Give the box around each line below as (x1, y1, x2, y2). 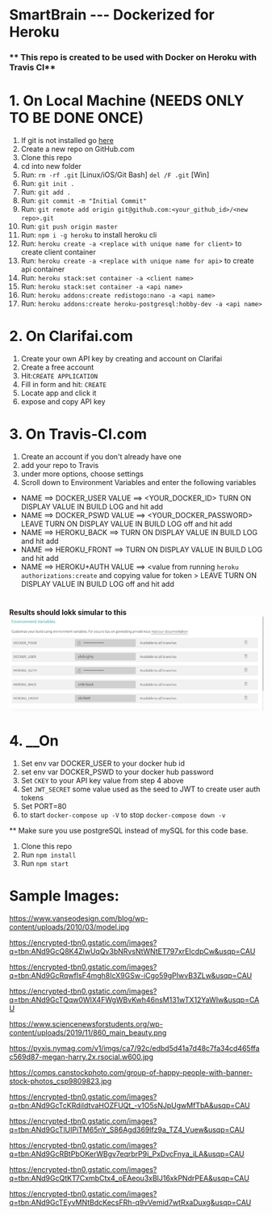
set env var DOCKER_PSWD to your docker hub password (20, 766, 214, 777)
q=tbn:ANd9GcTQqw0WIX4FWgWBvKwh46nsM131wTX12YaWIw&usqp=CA (9, 994, 260, 1004)
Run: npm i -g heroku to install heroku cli (20, 230, 157, 240)
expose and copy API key (20, 396, 106, 406)
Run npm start (20, 859, 69, 868)
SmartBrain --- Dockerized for (9, 6, 215, 24)
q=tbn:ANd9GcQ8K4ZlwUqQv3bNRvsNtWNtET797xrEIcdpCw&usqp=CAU (9, 946, 256, 956)
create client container (20, 247, 96, 257)
